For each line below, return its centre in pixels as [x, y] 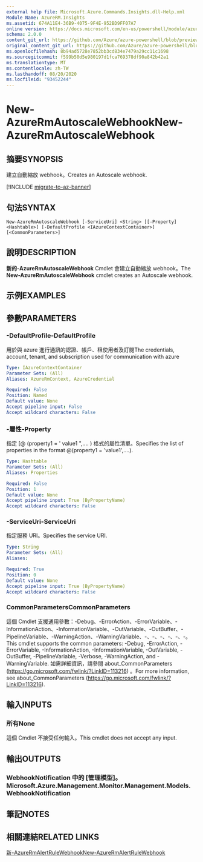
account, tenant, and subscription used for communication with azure [93, 356]
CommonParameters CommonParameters [69, 607]
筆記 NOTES [28, 814]
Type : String [23, 547]
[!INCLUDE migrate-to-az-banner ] [49, 187]
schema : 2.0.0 [24, 35]
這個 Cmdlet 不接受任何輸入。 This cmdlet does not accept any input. [92, 738]
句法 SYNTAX [31, 208]
